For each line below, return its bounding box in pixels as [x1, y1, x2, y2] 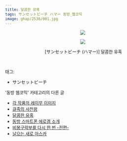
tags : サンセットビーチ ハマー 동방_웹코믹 [5, 12, 82, 17]
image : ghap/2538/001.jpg [5, 16, 58, 21]
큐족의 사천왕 [12, 106, 38, 112]
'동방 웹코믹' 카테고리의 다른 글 [5, 89, 64, 96]
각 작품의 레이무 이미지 [12, 100, 56, 106]
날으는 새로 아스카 [12, 131, 47, 137]
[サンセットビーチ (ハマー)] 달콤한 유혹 [44, 49, 122, 55]
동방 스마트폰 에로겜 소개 [12, 118, 60, 124]
